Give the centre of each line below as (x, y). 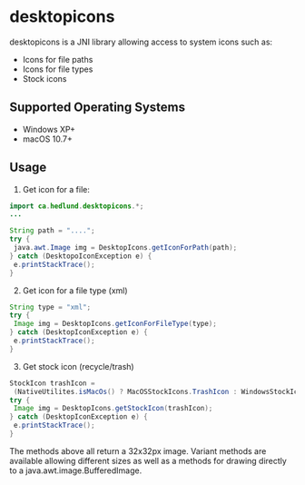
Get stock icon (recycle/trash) (78, 366)
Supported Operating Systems (98, 108)
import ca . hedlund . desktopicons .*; (77, 206)
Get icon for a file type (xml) (75, 290)
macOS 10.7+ (47, 139)
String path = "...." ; (52, 231)
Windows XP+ (49, 129)
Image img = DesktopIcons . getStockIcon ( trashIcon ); (113, 409)
